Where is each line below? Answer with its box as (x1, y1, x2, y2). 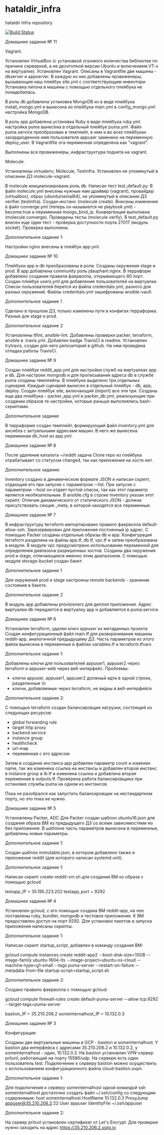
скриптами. (5, 403, 29, 409)
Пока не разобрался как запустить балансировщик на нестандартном (5, 790, 153, 796)
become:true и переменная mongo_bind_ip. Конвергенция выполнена (5, 209, 150, 215)
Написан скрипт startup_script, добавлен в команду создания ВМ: (5, 942, 143, 948)
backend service (12, 729, 47, 735)
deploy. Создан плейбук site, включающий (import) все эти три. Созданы (5, 387, 158, 394)
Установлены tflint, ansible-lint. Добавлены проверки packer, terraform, (5, 332, 153, 338)
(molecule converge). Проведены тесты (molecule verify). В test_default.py (5, 214, 159, 220)
